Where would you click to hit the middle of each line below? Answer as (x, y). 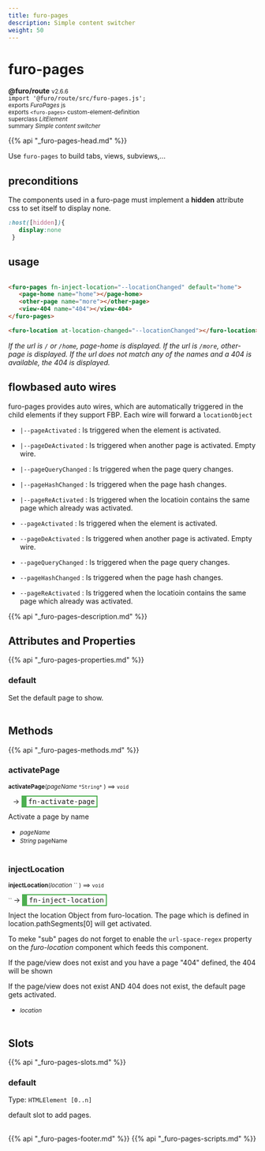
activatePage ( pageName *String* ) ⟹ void (69, 787)
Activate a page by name (49, 817)
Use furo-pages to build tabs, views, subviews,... (87, 156)
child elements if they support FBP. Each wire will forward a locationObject (131, 414)
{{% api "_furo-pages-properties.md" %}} (76, 660)
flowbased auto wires (62, 387)
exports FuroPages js (37, 106)
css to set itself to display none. (60, 208)
